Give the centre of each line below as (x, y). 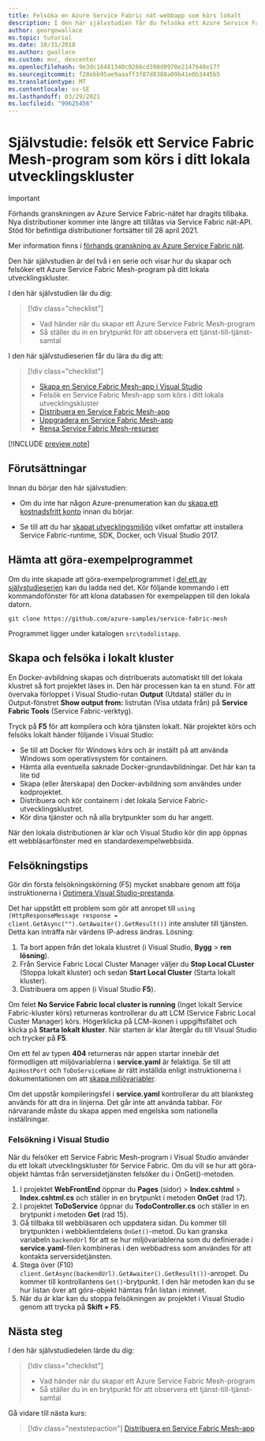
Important (24, 198)
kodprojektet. (41, 792)
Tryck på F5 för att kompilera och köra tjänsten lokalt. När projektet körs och (132, 726)
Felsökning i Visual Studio (59, 1140)
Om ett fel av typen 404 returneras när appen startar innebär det (114, 1054)
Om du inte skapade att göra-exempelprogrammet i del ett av (108, 579)
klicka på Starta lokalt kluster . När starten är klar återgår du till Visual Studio (132, 1030)
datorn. (20, 604)
